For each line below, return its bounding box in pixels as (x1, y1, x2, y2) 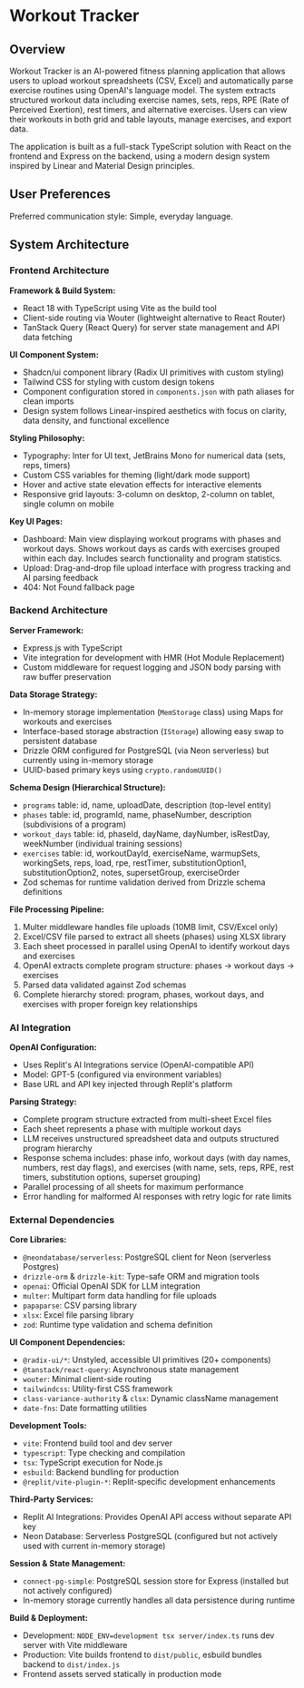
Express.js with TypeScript (22, 642, 123, 653)
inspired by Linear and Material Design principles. (9, 161, 195, 171)
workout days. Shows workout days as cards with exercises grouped (22, 543, 280, 554)
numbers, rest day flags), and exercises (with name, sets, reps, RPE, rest (22, 1163, 295, 1173)
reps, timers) (22, 459, 71, 470)
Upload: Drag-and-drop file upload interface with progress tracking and (22, 562, 291, 573)
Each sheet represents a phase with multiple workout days (22, 1124, 242, 1134)
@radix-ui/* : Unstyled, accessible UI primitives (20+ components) (22, 1354, 271, 1366)
